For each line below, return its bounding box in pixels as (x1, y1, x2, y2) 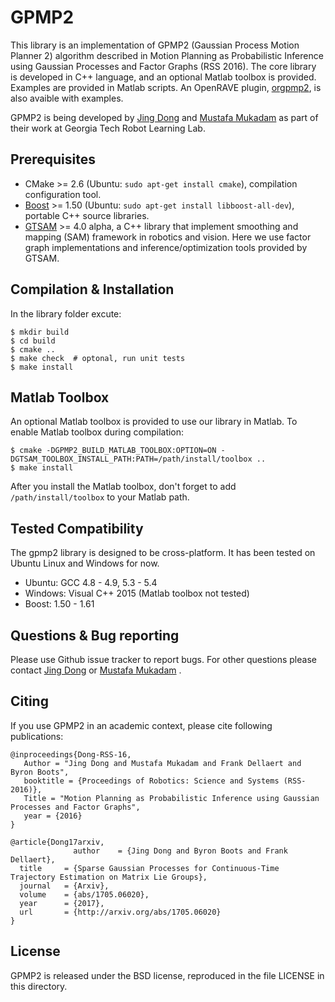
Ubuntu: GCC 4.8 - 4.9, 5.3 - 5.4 (24, 577, 158, 589)
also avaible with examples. (10, 92, 124, 104)
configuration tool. (24, 188, 102, 200)
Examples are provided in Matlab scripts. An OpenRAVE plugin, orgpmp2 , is (10, 81, 322, 93)
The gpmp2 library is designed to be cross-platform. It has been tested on (10, 547, 316, 559)
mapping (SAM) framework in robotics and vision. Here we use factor (24, 231, 312, 243)
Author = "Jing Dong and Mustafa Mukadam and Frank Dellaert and (23, 758, 302, 768)
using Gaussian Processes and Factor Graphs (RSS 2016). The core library (10, 60, 317, 72)
